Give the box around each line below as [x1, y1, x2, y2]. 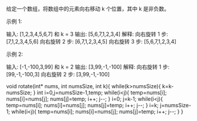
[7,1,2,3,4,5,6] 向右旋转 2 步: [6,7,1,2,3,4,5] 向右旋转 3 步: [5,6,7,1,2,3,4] [6, 38, 177, 45]
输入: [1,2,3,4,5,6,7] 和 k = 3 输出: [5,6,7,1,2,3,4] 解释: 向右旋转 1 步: [6, 30, 168, 38]
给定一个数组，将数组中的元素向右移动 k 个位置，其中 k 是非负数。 [6, 5, 170, 12]
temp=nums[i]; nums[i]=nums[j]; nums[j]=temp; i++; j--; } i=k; [6, 102, 159, 108]
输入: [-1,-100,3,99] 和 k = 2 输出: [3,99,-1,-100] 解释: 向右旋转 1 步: [6, 63, 170, 70]
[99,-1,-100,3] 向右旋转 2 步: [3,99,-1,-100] [6, 71, 110, 77]
